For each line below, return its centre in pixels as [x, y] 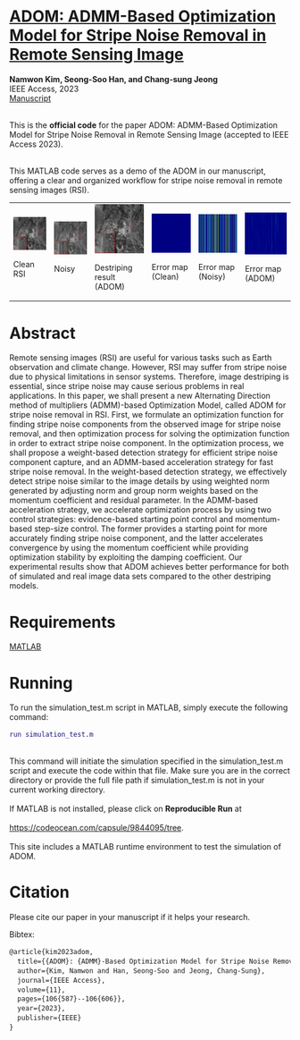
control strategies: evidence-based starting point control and [121, 520]
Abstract [42, 333]
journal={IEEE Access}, [61, 980]
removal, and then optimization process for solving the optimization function [150, 434]
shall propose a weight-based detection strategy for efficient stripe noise [144, 452]
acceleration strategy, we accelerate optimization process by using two [141, 510]
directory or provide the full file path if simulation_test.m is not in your [137, 781]
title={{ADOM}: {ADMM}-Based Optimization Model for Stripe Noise [143, 961]
